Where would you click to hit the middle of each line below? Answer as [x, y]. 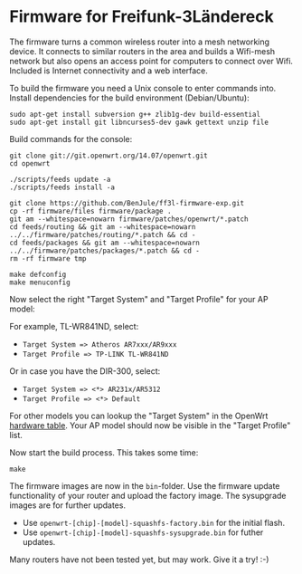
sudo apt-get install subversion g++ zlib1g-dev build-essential [135, 114]
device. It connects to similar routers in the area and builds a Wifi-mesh [142, 51]
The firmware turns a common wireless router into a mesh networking [139, 42]
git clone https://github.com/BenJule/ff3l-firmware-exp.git [127, 203]
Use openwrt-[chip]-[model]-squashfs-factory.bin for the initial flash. [154, 522]
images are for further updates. [68, 505]
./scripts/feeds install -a [62, 187]
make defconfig [38, 274]
